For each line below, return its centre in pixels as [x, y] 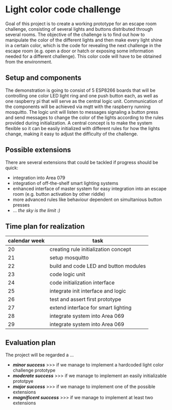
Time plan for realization [45, 226]
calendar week [26, 241]
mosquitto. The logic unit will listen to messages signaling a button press [82, 112]
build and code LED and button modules [98, 266]
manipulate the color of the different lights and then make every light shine [84, 40]
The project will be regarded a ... [40, 355]
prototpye [23, 381]
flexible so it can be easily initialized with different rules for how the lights [83, 128]
